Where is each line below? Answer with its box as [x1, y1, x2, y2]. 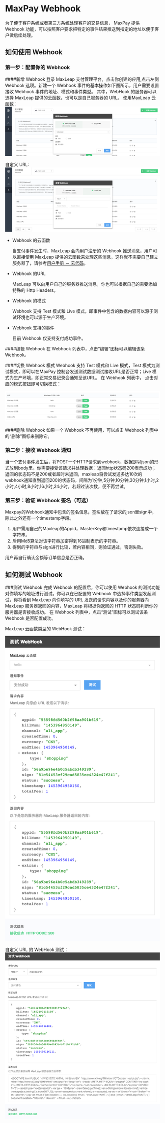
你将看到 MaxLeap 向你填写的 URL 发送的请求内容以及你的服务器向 [13, 597, 149, 603]
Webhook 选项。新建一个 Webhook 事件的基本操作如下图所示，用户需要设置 [5, 82, 159, 88]
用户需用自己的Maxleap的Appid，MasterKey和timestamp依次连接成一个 [12, 526, 158, 532]
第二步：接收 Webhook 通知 [5, 446, 71, 453]
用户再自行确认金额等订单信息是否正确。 [5, 555, 87, 561]
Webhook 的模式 [12, 298, 46, 304]
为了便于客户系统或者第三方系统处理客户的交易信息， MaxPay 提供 [5, 20, 140, 26]
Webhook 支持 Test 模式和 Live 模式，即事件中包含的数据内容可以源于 [12, 308, 154, 314]
